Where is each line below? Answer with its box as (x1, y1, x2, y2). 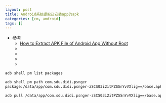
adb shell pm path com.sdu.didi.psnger (5, 79, 87, 85)
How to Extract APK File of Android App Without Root (19, 40, 128, 47)
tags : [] (5, 21, 23, 26)
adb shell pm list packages (5, 71, 63, 76)
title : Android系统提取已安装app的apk (5, 12, 79, 17)
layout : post (5, 7, 32, 12)
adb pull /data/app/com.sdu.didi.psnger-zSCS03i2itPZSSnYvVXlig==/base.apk (5, 93, 165, 98)
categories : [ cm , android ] (5, 16, 61, 21)
